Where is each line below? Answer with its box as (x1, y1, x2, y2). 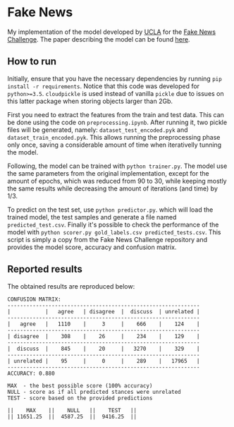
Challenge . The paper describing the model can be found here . (7, 35, 190, 43)
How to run (7, 56, 57, 68)
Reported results (7, 263, 83, 275)
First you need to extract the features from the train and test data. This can (7, 110, 224, 119)
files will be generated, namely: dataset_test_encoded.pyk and (7, 125, 188, 134)
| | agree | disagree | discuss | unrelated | (7, 308, 200, 315)
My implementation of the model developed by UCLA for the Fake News (7, 28, 216, 36)
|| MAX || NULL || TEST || (7, 407, 137, 414)
